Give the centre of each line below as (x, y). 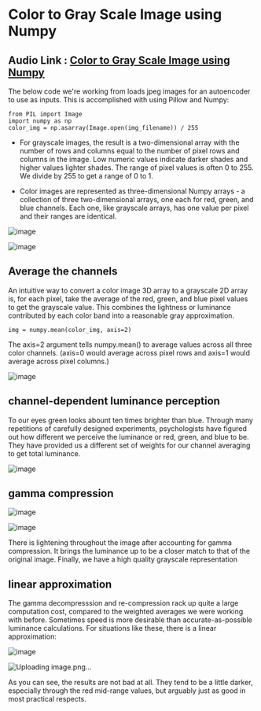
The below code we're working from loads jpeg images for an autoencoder (129, 91)
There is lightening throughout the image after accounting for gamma (120, 543)
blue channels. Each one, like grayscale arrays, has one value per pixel (134, 208)
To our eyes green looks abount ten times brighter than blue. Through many (131, 420)
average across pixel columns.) (59, 361)
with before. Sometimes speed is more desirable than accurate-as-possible (130, 620)
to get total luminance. (44, 453)
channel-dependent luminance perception (114, 402)
